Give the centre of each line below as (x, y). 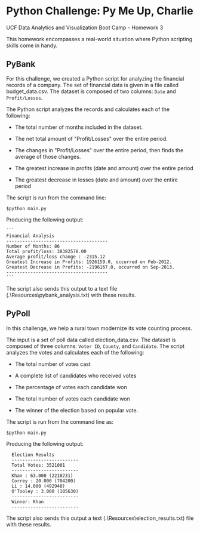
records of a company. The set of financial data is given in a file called (93, 85)
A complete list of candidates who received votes (76, 375)
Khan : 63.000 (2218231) (42, 476)
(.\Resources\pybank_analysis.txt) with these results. (71, 295)
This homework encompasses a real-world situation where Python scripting (99, 39)
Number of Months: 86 (33, 246)
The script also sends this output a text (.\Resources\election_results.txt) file (100, 518)
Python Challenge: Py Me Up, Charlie (100, 11)
